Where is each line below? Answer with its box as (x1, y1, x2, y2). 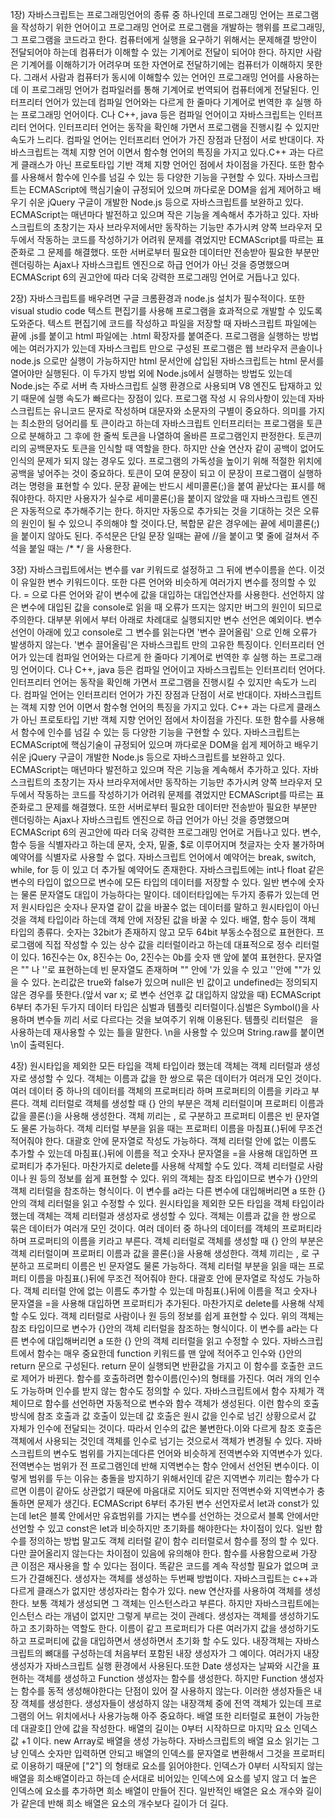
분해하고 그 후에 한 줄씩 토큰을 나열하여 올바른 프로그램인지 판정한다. (28, 430, 296, 442)
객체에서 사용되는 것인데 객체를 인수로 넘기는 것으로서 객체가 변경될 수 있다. (10, 1435, 304, 1447)
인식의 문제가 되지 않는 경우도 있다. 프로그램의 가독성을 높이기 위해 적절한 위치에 (10, 455, 323, 467)
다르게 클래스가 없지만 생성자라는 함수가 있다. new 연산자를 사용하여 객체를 (10, 1585, 303, 1597)
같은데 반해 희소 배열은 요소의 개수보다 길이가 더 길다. (20, 1798, 229, 1809)
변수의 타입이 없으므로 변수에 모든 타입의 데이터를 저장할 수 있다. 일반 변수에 (10, 876, 307, 888)
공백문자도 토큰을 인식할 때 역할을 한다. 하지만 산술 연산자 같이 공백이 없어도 (28, 443, 325, 454)
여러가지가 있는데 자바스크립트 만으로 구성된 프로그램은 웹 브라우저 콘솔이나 (28, 343, 323, 354)
